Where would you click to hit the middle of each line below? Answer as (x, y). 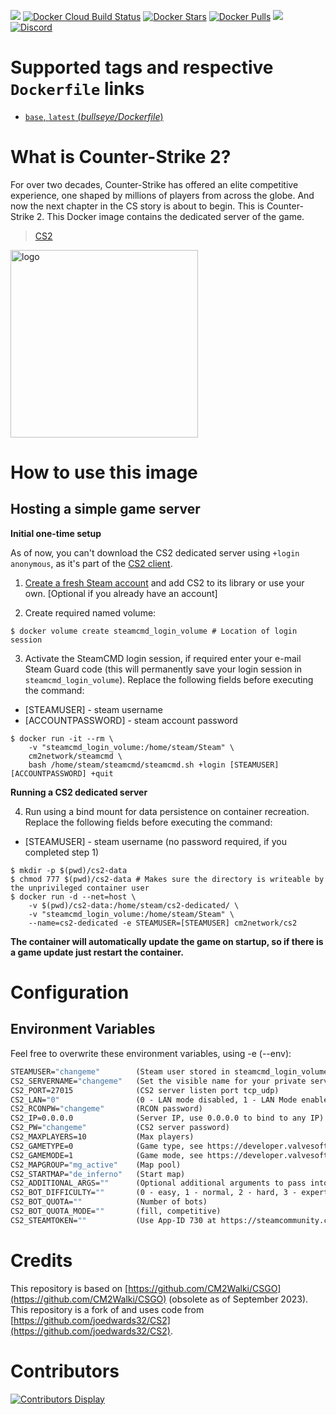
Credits (41, 1260)
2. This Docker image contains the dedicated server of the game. (170, 216)
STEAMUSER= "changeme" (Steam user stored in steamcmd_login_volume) (171, 1071)
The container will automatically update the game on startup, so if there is (167, 941)
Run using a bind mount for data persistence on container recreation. (167, 811)
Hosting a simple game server (105, 509)
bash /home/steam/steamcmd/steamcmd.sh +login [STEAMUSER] (154, 765)
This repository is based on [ (69, 1288)
